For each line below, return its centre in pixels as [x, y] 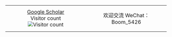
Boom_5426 [126, 22]
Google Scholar [46, 12]
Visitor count [46, 18]
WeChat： [137, 15]
